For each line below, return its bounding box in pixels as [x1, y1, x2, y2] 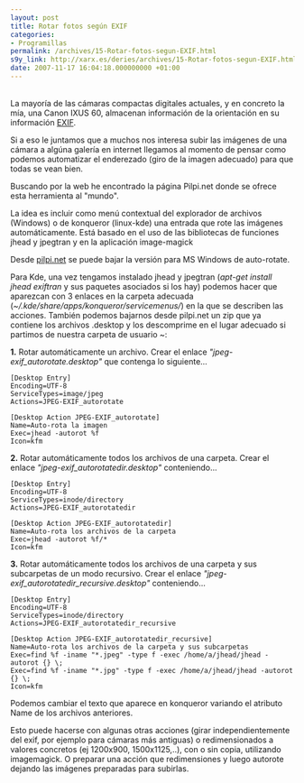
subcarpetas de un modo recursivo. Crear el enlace [10, 567, 202, 578]
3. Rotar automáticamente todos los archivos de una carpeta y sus [10, 558, 258, 569]
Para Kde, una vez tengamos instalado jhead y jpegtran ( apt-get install [10, 272, 272, 282]
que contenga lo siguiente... [104, 355, 208, 366]
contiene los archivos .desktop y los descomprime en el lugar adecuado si [10, 319, 287, 330]
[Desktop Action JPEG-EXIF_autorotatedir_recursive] [10, 634, 213, 643]
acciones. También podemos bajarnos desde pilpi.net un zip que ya [10, 309, 262, 320]
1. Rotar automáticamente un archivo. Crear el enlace [10, 346, 207, 357]
